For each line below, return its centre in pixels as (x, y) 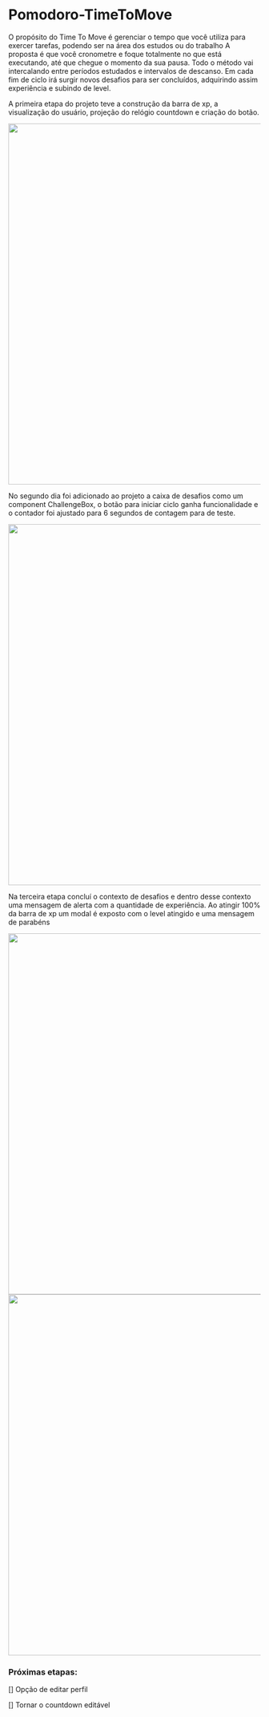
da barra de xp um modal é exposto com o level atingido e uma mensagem (131, 913)
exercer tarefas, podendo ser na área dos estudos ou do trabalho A (119, 45)
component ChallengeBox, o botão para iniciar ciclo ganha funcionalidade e (133, 504)
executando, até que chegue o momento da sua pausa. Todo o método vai (131, 63)
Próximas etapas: (43, 1672)
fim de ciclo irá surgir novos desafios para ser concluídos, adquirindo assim (133, 79)
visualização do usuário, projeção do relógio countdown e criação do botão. (134, 112)
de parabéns (29, 922)
